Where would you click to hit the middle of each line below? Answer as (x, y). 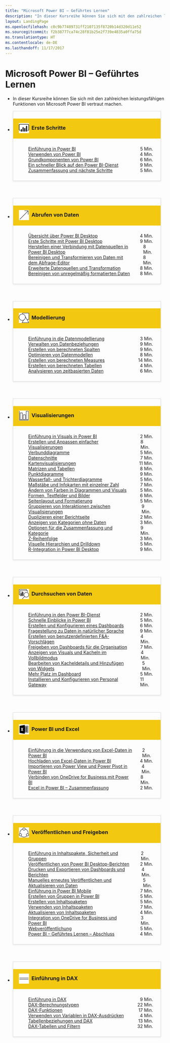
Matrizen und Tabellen (51, 469)
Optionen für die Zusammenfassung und (70, 528)
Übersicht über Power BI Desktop (63, 236)
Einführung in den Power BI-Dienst (64, 615)
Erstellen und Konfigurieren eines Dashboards (76, 625)
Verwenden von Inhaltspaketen (60, 907)
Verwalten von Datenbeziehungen (63, 344)
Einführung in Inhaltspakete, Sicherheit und (73, 853)
